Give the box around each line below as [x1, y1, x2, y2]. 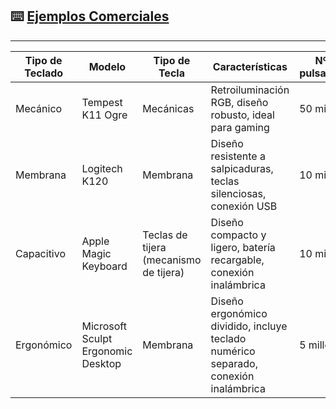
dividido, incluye [210, 319, 288, 333]
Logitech [81, 161, 123, 175]
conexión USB [210, 199, 278, 213]
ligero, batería [210, 240, 276, 254]
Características [212, 59, 288, 73]
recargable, [210, 253, 265, 267]
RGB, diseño [210, 95, 269, 109]
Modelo [88, 59, 127, 73]
